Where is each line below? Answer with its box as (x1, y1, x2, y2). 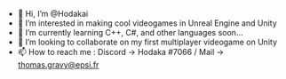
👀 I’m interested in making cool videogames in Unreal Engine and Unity (17, 18, 277, 28)
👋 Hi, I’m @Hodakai (17, 9, 89, 19)
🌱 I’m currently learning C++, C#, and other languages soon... (17, 28, 243, 37)
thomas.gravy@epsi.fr (17, 59, 99, 70)
